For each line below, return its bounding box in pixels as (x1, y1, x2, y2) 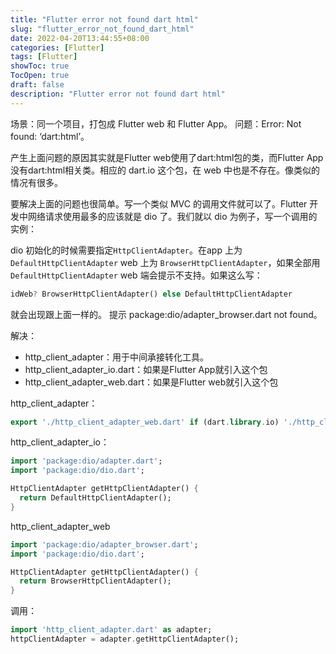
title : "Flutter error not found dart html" (10, 14, 199, 25)
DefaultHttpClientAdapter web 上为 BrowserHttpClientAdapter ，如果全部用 (10, 256, 321, 268)
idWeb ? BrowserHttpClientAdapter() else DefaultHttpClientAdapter (10, 289, 293, 299)
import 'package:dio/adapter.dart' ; (10, 456, 163, 466)
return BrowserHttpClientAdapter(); (19, 576, 172, 586)
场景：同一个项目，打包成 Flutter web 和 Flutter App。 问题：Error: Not (10, 117, 302, 130)
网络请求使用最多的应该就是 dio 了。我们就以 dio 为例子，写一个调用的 (27, 210, 318, 222)
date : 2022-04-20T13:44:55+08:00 (10, 33, 150, 43)
